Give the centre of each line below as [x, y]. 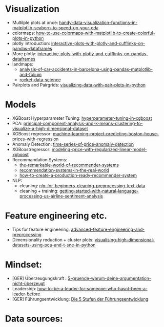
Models [20, 105]
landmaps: [23, 64]
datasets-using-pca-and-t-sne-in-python [54, 245]
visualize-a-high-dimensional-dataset [50, 129]
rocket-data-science [40, 80]
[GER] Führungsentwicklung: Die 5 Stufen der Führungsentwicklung [80, 299]
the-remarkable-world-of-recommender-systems [69, 165]
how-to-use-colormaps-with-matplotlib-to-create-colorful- [95, 33]
